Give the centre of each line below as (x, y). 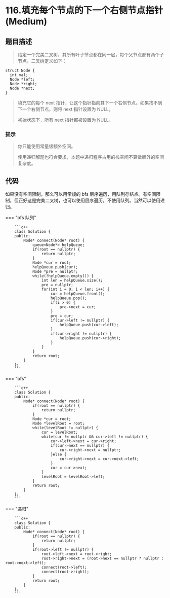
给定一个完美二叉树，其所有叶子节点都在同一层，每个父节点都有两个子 (91, 55)
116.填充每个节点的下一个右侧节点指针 (84, 10)
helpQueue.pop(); (69, 298)
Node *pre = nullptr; (55, 272)
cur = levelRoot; (60, 432)
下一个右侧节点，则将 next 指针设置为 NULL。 (66, 109)
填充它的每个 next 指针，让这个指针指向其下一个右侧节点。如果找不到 (90, 103)
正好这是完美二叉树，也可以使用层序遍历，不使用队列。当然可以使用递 (92, 200)
